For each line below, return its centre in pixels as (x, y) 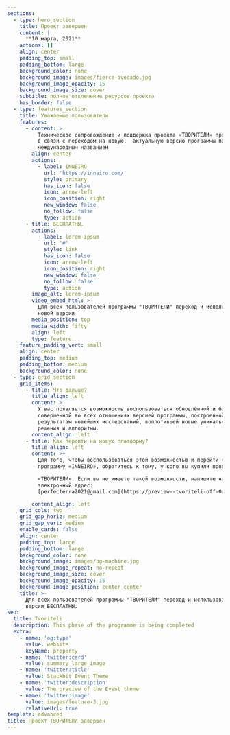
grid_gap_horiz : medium (53, 517)
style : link (61, 250)
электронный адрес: (65, 485)
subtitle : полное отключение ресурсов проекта (87, 97)
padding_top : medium (49, 358)
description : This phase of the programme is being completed (104, 625)
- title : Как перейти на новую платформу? (87, 441)
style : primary (65, 179)
